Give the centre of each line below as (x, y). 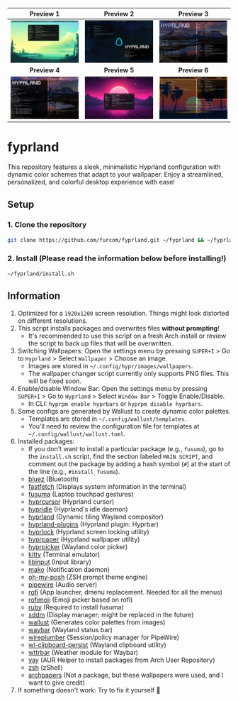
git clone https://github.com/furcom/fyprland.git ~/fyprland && (106, 240)
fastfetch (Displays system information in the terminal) (107, 486)
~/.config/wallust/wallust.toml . (77, 434)
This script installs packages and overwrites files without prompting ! (118, 328)
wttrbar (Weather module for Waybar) (83, 652)
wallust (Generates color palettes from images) (97, 622)
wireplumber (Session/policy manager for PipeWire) (103, 637)
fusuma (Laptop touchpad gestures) (81, 494)
